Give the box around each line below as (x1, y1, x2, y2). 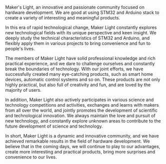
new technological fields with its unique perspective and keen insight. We (5, 30, 156, 35)
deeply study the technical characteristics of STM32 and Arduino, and (5, 35, 150, 41)
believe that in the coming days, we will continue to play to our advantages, (5, 144, 160, 149)
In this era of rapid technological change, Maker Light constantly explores (5, 24, 157, 30)
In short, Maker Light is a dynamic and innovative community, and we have (5, 133, 159, 139)
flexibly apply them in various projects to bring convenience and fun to (5, 40, 151, 46)
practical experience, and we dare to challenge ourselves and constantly (5, 61, 155, 66)
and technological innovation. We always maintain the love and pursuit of (5, 113, 156, 119)
